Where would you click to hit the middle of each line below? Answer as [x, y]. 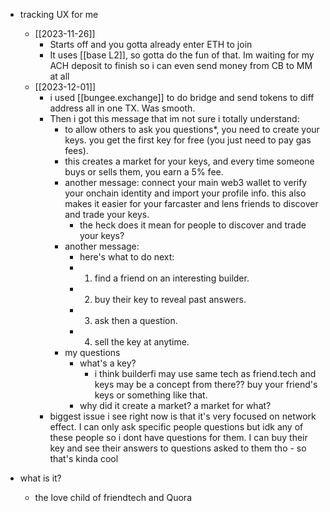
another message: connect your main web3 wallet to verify [186, 182]
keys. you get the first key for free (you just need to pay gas [188, 140]
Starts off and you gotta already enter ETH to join [151, 44]
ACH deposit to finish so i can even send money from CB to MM [181, 65]
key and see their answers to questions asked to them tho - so [178, 448]
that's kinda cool [84, 458]
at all [59, 76]
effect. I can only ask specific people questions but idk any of [176, 427]
